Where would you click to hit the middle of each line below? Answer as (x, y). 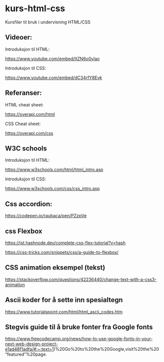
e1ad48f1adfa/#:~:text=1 (29, 349)
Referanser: (23, 93)
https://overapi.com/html (30, 114)
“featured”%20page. (26, 354)
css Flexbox (24, 231)
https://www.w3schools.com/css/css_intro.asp (52, 189)
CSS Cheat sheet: (23, 124)
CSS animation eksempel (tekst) (55, 267)
